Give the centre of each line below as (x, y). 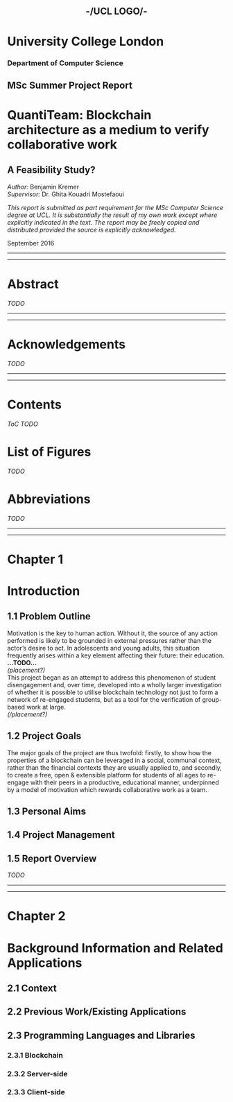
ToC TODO (23, 424)
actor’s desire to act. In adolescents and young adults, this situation (103, 648)
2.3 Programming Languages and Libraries (101, 1035)
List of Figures (49, 452)
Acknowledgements (67, 344)
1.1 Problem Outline (49, 617)
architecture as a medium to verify (108, 130)
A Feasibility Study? (51, 170)
